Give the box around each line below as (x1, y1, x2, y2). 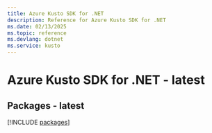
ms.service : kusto (7, 42, 60, 49)
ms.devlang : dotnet (7, 36, 64, 43)
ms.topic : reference (7, 29, 67, 37)
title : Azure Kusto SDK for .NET (7, 10, 104, 17)
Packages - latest (7, 100, 85, 112)
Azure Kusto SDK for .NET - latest (7, 72, 205, 88)
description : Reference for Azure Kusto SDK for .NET (7, 17, 167, 24)
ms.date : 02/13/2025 (7, 23, 67, 30)
